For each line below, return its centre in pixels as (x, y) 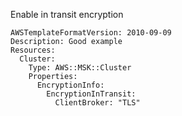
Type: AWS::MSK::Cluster (80, 68)
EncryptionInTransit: (91, 94)
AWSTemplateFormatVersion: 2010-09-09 (91, 33)
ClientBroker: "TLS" (97, 103)
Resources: (33, 50)
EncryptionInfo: (70, 85)
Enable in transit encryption (67, 14)
